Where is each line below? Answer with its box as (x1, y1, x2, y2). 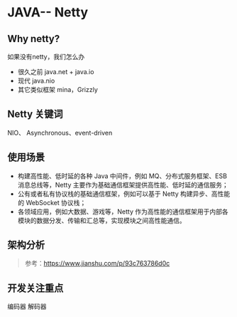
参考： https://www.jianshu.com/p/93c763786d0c (24, 259, 170, 268)
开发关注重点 (7, 282, 64, 294)
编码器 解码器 (7, 302, 47, 311)
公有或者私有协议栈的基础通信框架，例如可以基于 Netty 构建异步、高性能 (17, 189, 231, 198)
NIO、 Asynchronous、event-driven (7, 128, 113, 137)
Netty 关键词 (7, 108, 63, 120)
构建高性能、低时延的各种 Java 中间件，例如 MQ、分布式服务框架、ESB (17, 172, 227, 180)
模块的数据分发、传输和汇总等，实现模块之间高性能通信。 (17, 216, 186, 224)
